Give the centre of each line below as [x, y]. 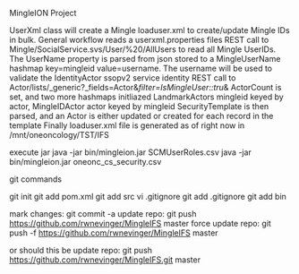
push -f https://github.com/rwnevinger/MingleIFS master [114, 233]
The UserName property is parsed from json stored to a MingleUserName [145, 59]
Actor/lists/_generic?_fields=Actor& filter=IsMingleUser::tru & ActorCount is [145, 87]
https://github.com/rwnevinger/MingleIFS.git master [105, 260]
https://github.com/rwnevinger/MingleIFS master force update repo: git [140, 223]
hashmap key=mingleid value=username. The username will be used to [141, 68]
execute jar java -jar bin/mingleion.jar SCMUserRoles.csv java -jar [131, 152]
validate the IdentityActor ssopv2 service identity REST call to [123, 78]
